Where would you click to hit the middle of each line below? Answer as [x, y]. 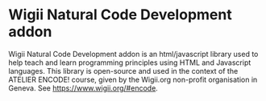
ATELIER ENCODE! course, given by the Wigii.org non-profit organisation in [133, 79]
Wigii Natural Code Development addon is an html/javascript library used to [133, 54]
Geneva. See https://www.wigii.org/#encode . [83, 88]
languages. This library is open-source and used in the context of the [123, 71]
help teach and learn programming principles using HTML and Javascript [130, 63]
